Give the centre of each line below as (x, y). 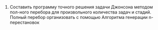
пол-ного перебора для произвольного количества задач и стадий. (80, 12)
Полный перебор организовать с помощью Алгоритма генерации (79, 17)
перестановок (24, 22)
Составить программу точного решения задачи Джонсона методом (81, 7)
